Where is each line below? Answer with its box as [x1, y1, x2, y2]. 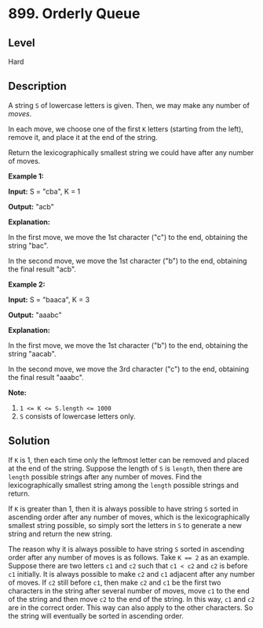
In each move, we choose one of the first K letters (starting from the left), [8, 124, 243, 134]
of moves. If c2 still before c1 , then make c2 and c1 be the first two [8, 578, 221, 587]
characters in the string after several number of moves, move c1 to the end [8, 586, 250, 595]
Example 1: [8, 171, 45, 181]
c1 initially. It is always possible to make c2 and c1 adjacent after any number [8, 569, 255, 578]
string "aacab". [8, 349, 57, 358]
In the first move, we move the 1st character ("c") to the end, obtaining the [8, 232, 248, 242]
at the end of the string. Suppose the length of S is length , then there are [8, 464, 243, 473]
